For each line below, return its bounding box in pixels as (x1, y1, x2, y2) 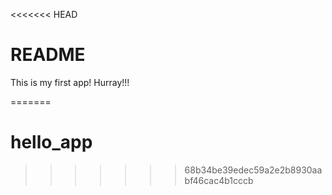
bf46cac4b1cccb (184, 174, 254, 186)
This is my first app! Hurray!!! (10, 76, 130, 88)
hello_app (10, 131, 93, 154)
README (10, 44, 86, 66)
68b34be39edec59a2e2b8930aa (184, 164, 323, 176)
